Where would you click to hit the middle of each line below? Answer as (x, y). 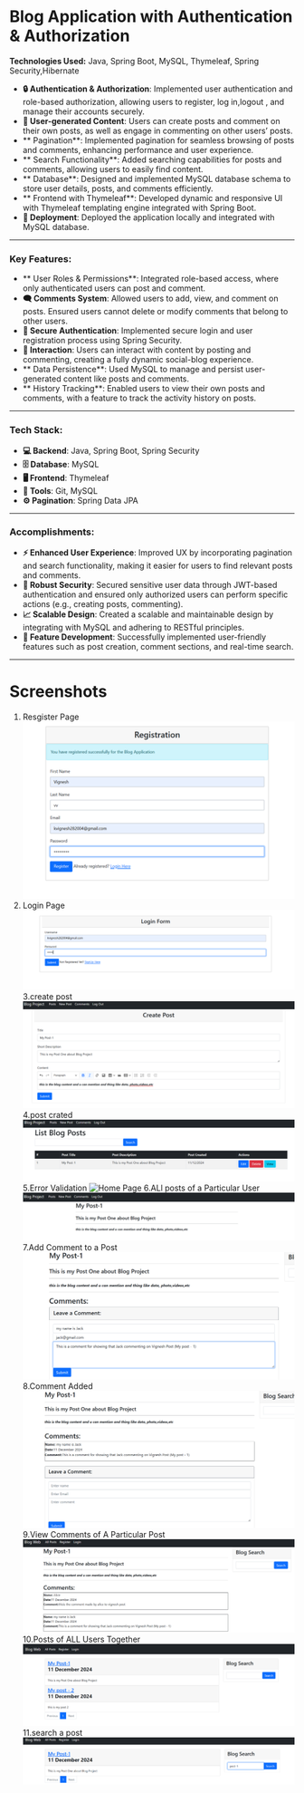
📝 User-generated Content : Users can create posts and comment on (151, 120)
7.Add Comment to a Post (70, 1248)
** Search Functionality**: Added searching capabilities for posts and (152, 159)
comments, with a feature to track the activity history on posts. (139, 398)
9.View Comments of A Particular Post (94, 1535)
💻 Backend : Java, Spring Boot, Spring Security (111, 450)
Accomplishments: (52, 532)
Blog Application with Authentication (151, 17)
